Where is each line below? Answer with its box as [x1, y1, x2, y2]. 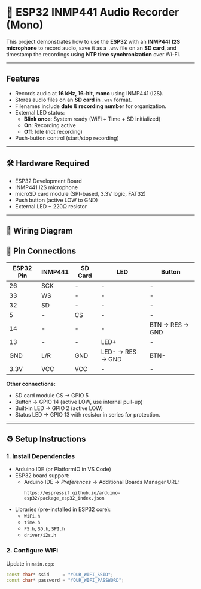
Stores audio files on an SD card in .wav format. [14, 96, 132, 103]
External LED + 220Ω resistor [14, 202, 87, 210]
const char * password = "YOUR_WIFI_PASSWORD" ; [6, 577, 124, 583]
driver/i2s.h [23, 533, 57, 539]
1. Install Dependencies [6, 452, 75, 461]
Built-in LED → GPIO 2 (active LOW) [14, 405, 103, 412]
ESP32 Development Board [14, 177, 82, 184]
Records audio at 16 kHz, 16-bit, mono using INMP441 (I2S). [14, 89, 163, 97]
